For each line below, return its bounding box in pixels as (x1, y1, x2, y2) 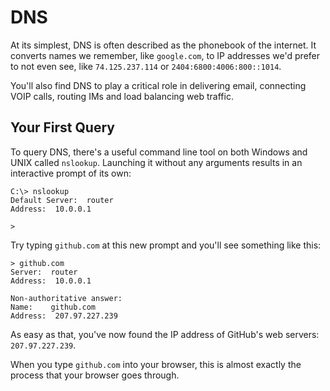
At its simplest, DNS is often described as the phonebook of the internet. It (10, 39, 317, 51)
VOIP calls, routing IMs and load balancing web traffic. (10, 90, 234, 102)
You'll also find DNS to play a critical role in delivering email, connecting (10, 79, 307, 91)
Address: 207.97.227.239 (10, 311, 118, 321)
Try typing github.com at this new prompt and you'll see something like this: (10, 239, 322, 251)
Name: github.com (10, 302, 97, 312)
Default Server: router (10, 195, 114, 205)
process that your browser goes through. (10, 369, 180, 381)
